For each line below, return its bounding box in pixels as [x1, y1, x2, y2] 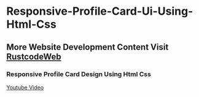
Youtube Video [6, 83, 44, 91]
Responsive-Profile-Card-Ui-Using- [6, 4, 193, 18]
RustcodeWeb [6, 51, 61, 62]
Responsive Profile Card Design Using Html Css [6, 69, 152, 78]
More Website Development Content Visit [6, 42, 169, 52]
